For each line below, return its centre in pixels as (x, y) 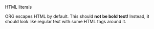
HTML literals (19, 7)
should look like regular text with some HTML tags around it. (66, 22)
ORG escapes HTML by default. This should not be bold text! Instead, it (77, 16)
